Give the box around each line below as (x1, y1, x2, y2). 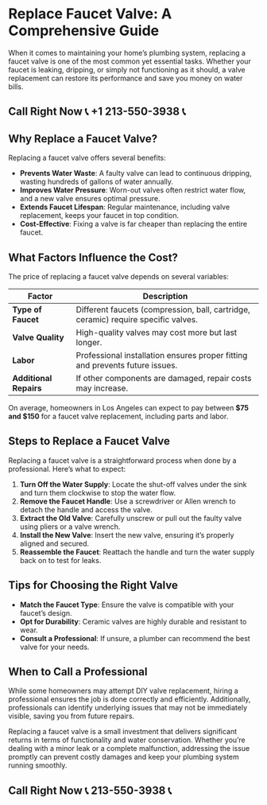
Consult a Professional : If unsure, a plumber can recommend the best (19, 633, 250, 643)
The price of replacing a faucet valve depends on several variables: (8, 271, 229, 281)
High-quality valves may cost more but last (75, 327, 238, 338)
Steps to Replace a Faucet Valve (8, 434, 171, 448)
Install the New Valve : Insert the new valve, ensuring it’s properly (19, 530, 234, 539)
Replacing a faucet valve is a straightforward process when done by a (8, 455, 237, 465)
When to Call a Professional (8, 665, 148, 679)
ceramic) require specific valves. (75, 313, 199, 325)
